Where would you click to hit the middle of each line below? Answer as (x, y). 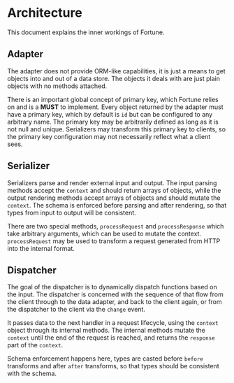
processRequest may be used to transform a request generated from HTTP (114, 241)
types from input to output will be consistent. (72, 212)
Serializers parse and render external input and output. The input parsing (112, 182)
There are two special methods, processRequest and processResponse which (116, 226)
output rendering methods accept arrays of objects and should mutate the (114, 198)
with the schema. (32, 374)
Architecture (45, 13)
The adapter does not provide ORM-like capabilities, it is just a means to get (116, 71)
